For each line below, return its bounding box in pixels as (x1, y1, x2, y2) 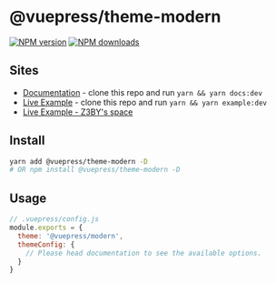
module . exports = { (9, 223, 84, 232)
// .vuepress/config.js (9, 215, 100, 224)
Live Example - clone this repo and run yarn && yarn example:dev (22, 96, 268, 107)
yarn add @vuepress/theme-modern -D (9, 157, 148, 166)
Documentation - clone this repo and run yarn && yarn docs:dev (22, 86, 263, 97)
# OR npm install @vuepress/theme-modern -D (9, 166, 181, 175)
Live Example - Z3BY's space (22, 106, 133, 117)
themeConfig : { (17, 239, 75, 249)
